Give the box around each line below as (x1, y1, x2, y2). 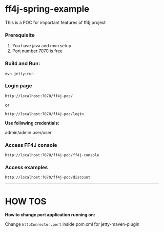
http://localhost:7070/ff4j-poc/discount (5, 175, 91, 180)
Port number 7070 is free (12, 48, 62, 54)
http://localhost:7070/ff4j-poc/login (5, 111, 84, 116)
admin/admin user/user (5, 129, 52, 135)
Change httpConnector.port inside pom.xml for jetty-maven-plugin (5, 221, 140, 227)
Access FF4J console (5, 141, 57, 148)
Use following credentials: (5, 120, 60, 126)
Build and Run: (5, 60, 41, 67)
